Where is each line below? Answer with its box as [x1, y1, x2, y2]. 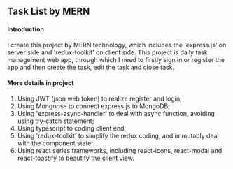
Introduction [7, 24, 44, 34]
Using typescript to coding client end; [17, 124, 127, 132]
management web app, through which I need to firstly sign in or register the [7, 55, 225, 64]
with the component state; [17, 139, 93, 147]
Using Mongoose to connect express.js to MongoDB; [17, 101, 170, 110]
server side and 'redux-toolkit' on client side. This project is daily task [7, 48, 208, 57]
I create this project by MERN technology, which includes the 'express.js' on [7, 41, 227, 49]
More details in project [7, 79, 74, 87]
